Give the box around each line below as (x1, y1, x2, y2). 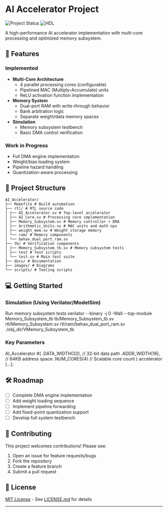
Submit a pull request (12, 468, 56, 474)
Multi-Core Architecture (12, 76, 64, 82)
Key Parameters (5, 339, 45, 346)
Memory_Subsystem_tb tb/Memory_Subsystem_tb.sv (5, 316, 114, 322)
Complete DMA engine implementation (12, 392, 92, 398)
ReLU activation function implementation (19, 92, 104, 98)
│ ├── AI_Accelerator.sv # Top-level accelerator (5, 210, 111, 215)
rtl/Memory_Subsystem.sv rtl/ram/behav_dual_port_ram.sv (5, 321, 125, 327)
